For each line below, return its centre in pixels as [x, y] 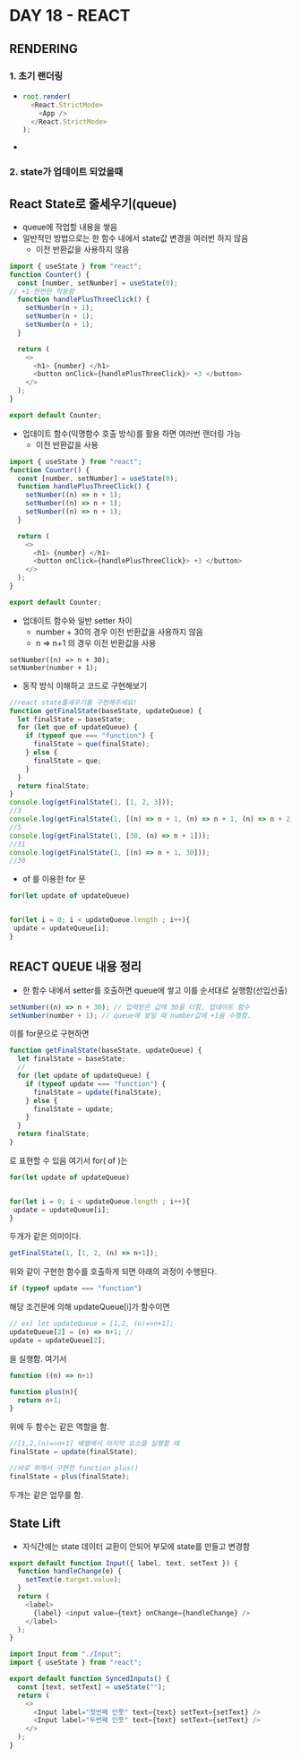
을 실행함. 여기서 [38, 1358]
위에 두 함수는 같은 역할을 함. [60, 1426]
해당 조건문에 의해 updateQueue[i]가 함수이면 [90, 1307]
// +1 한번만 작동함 [42, 291]
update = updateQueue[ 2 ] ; [57, 1340]
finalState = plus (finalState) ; [69, 1476]
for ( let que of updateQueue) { [78, 728]
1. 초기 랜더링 [36, 75]
